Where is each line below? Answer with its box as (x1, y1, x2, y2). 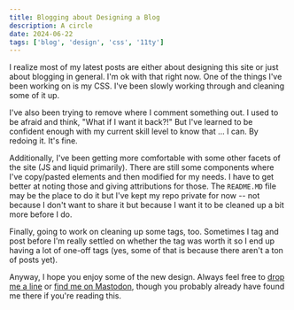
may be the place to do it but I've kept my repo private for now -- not (9, 190, 260, 201)
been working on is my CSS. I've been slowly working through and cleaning (9, 81, 285, 91)
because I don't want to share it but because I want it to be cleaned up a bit (9, 200, 285, 211)
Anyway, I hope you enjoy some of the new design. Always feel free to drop (9, 272, 285, 283)
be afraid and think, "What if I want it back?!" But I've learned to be (9, 117, 253, 128)
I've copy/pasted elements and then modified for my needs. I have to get (9, 172, 275, 182)
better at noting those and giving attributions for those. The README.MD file (9, 181, 277, 191)
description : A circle (9, 21, 93, 30)
